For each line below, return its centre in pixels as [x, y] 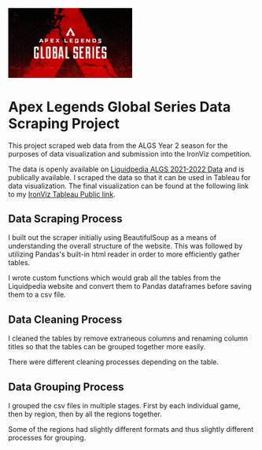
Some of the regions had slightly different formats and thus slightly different [131, 430]
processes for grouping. [47, 438]
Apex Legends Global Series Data [120, 107]
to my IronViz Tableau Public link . [62, 194]
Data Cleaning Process [65, 319]
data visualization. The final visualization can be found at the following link [129, 186]
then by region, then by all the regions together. [85, 414]
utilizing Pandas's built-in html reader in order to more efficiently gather [124, 254]
